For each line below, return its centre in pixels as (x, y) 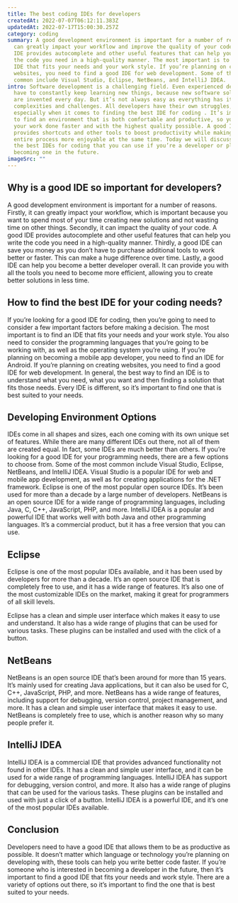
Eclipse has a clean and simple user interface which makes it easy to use (114, 616)
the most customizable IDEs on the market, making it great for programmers (118, 594)
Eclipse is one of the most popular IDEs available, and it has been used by (115, 572)
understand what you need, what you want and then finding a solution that (116, 380)
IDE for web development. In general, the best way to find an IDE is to (109, 372)
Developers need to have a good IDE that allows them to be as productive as (119, 847)
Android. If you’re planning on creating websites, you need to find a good (114, 365)
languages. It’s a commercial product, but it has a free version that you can (116, 525)
